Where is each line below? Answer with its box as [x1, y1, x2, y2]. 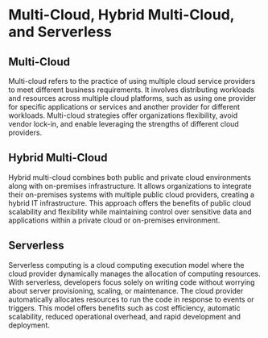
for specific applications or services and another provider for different [8, 102, 240, 111]
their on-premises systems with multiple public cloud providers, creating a [8, 190, 255, 199]
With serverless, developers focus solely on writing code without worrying [8, 277, 255, 287]
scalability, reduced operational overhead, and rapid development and [8, 311, 241, 321]
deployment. [8, 320, 50, 330]
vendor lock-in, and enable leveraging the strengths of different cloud [8, 119, 239, 128]
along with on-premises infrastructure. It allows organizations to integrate [8, 181, 252, 190]
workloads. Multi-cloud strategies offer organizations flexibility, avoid [8, 111, 238, 120]
